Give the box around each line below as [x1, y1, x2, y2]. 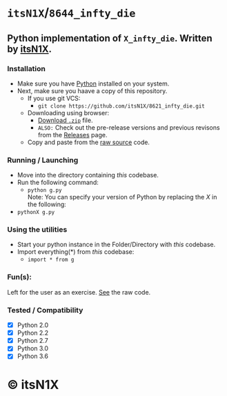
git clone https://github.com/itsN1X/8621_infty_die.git [37, 102, 205, 110]
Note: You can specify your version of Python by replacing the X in [27, 193, 217, 201]
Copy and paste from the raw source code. [27, 138, 150, 146]
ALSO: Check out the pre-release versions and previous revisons [37, 123, 220, 132]
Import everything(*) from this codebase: [17, 248, 135, 256]
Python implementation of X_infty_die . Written [7, 32, 213, 44]
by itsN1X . [7, 43, 52, 55]
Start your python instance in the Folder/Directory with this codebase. [17, 240, 216, 249]
